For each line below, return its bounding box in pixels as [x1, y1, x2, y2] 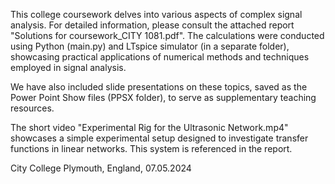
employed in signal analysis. [10, 62, 127, 73]
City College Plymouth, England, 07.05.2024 [10, 162, 192, 174]
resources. [10, 102, 55, 114]
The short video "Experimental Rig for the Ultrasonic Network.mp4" [10, 122, 289, 133]
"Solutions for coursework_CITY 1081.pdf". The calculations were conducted [10, 30, 325, 41]
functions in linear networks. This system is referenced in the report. [10, 143, 293, 154]
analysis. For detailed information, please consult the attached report [10, 19, 295, 31]
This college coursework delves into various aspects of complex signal [10, 9, 303, 20]
